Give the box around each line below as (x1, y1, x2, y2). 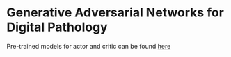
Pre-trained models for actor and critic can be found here (6, 42, 171, 50)
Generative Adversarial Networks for (6, 5, 224, 21)
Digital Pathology (6, 19, 109, 35)
